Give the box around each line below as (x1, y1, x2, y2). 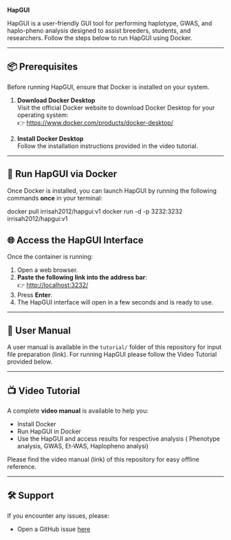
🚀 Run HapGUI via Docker (7, 168, 118, 180)
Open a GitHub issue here (16, 525, 91, 533)
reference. (7, 463, 36, 471)
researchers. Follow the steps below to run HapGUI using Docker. (7, 34, 192, 42)
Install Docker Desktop (16, 134, 84, 143)
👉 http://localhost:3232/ (16, 281, 89, 289)
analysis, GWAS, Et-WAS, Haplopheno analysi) (16, 442, 149, 450)
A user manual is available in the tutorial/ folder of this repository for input (7, 343, 222, 351)
